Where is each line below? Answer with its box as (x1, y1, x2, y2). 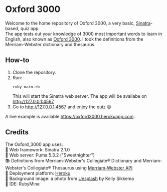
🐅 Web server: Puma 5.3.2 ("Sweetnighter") (5, 152, 95, 158)
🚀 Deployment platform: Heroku (5, 170, 71, 176)
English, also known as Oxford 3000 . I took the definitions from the (5, 36, 143, 42)
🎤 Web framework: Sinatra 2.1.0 (5, 146, 70, 152)
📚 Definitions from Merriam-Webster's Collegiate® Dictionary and (5, 157, 142, 163)
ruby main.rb (12, 84, 40, 89)
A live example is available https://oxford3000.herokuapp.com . (5, 113, 135, 119)
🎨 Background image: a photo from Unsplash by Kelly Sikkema (5, 175, 134, 181)
